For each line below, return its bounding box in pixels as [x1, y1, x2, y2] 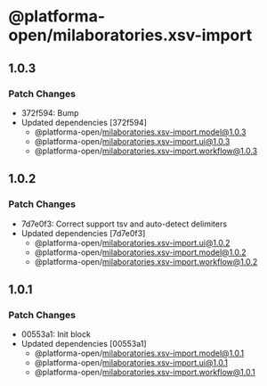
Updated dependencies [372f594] [20, 117, 148, 127]
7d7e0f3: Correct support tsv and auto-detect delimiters [20, 218, 228, 229]
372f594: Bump [20, 107, 79, 118]
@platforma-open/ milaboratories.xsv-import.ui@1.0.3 [34, 136, 231, 146]
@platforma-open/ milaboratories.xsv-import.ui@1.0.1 [34, 357, 229, 368]
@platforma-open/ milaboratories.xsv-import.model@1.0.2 [34, 247, 247, 258]
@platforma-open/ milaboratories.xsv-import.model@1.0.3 [34, 127, 247, 137]
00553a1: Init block [20, 329, 91, 340]
